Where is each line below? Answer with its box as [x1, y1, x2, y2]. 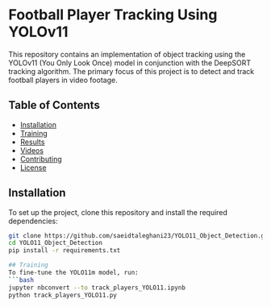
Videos [19, 145, 44, 155]
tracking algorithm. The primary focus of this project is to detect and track [8, 66, 255, 76]
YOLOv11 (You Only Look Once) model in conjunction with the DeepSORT [8, 58, 252, 68]
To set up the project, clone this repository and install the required [8, 207, 228, 217]
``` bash [8, 276, 35, 284]
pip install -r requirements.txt [8, 247, 121, 255]
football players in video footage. [8, 75, 119, 85]
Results [19, 137, 45, 147]
